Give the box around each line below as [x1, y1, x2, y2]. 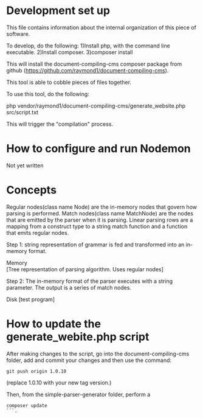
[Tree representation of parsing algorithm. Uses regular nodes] [6, 265, 164, 273]
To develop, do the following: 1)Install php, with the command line [6, 42, 170, 49]
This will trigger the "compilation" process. [6, 120, 114, 128]
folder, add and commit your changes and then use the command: [6, 357, 172, 364]
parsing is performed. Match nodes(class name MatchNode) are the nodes [6, 209, 193, 217]
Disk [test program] [6, 296, 55, 303]
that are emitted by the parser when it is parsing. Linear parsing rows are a [6, 216, 193, 223]
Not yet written [6, 162, 44, 169]
